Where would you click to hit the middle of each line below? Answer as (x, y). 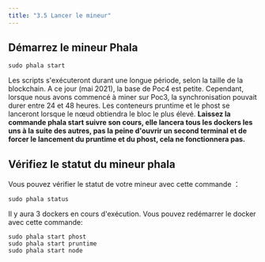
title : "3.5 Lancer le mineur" (60, 15)
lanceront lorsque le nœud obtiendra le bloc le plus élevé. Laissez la (119, 114)
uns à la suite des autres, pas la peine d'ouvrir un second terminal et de (128, 131)
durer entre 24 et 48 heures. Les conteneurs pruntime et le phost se (119, 106)
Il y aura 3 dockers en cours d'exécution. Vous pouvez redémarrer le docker (132, 214)
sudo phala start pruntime (53, 244)
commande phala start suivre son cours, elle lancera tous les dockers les (131, 123)
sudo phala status (38, 199)
